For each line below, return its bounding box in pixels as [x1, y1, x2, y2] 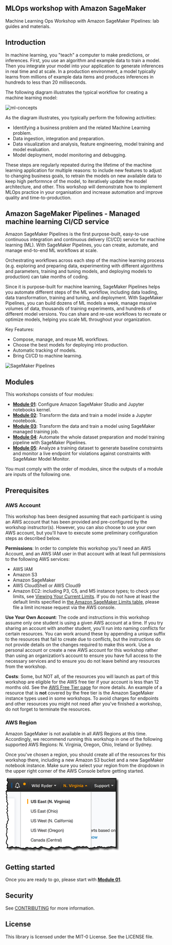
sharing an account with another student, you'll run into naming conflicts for [5, 625, 165, 631]
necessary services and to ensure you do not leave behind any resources [5, 658, 160, 664]
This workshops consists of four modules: [5, 391, 94, 397]
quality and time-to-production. [5, 194, 72, 201]
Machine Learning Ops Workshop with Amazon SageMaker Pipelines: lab [5, 17, 160, 24]
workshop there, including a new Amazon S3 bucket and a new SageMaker [5, 757, 164, 763]
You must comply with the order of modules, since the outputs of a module [5, 466, 163, 472]
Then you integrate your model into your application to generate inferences [5, 63, 164, 69]
